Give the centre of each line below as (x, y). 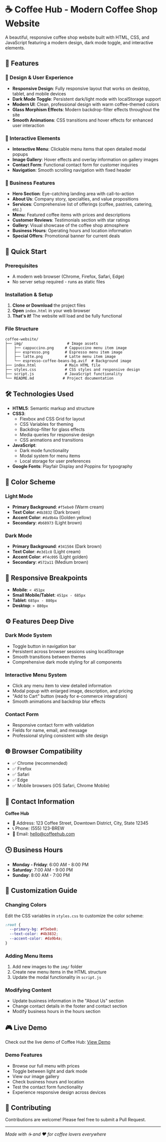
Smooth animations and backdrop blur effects (59, 702)
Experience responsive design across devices (59, 1092)
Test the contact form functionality (47, 1087)
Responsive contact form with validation (53, 725)
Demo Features (24, 1055)
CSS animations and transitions (51, 440)
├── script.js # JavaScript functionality (64, 374)
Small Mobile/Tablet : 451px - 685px (49, 595)
